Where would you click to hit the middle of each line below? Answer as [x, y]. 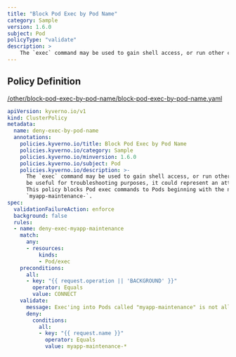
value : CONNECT [55, 294]
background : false [41, 216]
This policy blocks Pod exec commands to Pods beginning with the [125, 190]
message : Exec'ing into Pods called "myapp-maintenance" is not [122, 307]
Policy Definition [44, 82]
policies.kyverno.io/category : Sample [77, 150]
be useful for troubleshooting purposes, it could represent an [122, 183]
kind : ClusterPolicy [38, 118]
